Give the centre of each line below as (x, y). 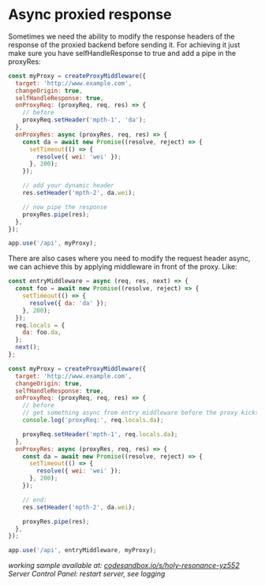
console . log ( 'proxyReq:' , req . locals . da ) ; (93, 420)
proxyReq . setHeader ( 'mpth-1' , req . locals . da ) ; (100, 434)
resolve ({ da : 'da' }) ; (68, 303)
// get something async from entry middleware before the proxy (130, 413)
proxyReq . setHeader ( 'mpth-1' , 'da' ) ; (84, 120)
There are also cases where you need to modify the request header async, (129, 259)
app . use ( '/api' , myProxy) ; (52, 243)
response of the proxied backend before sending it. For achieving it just (124, 44)
